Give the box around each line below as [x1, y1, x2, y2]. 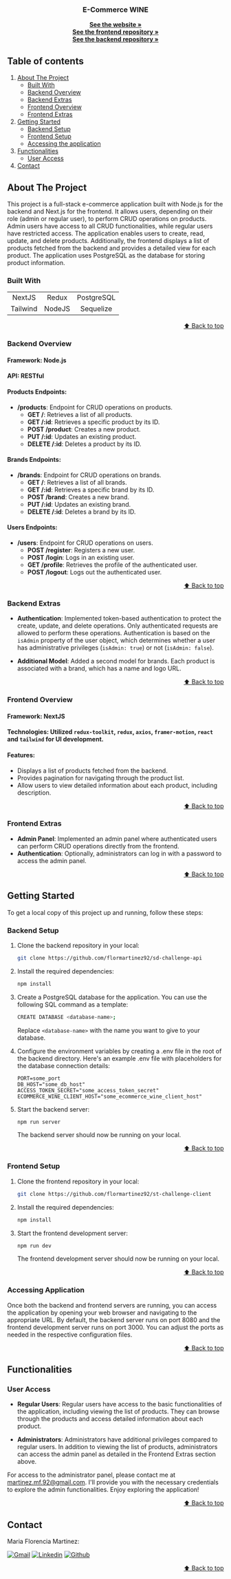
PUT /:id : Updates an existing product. [27, 432, 137, 440]
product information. [7, 258, 65, 267]
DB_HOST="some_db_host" [16, 1081, 86, 1088]
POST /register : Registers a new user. [27, 545, 135, 554]
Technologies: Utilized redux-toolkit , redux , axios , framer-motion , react [7, 728, 213, 736]
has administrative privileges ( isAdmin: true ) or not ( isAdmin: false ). [16, 643, 214, 652]
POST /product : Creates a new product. [27, 425, 141, 433]
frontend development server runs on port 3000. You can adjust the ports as [7, 1323, 224, 1331]
